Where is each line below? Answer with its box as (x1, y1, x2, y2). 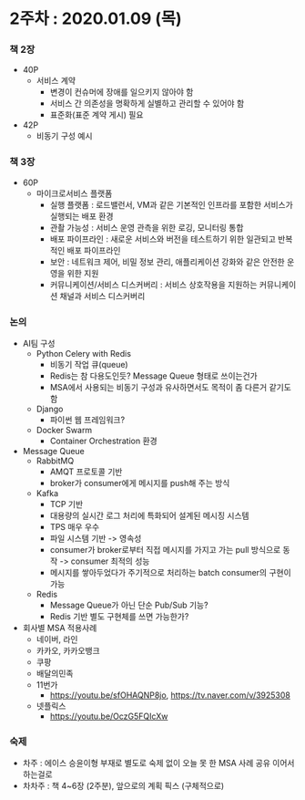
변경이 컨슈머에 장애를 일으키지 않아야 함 (49, 87, 194, 98)
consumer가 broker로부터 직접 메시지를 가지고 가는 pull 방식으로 (49, 545, 281, 556)
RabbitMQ (36, 455, 75, 466)
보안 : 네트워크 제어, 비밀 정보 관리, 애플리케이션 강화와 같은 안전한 (49, 256, 285, 267)
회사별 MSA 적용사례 (22, 622, 97, 634)
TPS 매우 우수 (49, 522, 100, 533)
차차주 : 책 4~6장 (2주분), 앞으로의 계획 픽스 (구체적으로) (22, 781, 225, 792)
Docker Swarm (36, 425, 93, 436)
